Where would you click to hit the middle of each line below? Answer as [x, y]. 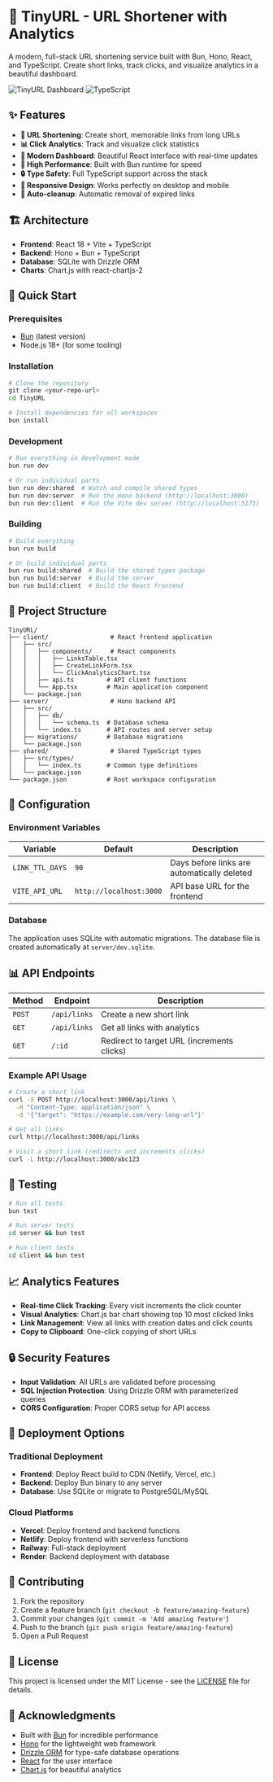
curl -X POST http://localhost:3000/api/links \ [92, 1099]
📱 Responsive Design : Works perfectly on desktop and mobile [125, 185]
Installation [31, 366]
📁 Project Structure [58, 611]
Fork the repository [52, 1601]
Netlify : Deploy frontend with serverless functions [104, 1539]
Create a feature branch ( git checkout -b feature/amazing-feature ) [135, 1610]
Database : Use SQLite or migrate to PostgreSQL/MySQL [115, 1491]
